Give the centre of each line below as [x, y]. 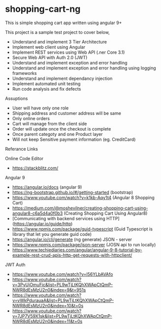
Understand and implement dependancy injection [62, 78]
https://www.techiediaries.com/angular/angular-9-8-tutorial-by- [77, 250]
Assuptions [16, 98]
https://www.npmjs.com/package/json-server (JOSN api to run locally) [84, 244]
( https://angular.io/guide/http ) [42, 224]
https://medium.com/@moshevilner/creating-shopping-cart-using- [80, 208]
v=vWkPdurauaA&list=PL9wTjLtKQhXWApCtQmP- [63, 300]
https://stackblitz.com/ [35, 168]
